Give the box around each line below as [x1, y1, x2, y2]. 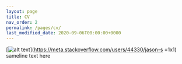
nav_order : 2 [6, 19, 38, 25]
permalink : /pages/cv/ [6, 24, 61, 31]
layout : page [6, 8, 38, 15]
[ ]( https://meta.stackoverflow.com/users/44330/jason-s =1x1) [6, 46, 177, 53]
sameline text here [6, 52, 51, 59]
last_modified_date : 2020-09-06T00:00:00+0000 [6, 30, 121, 36]
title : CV [6, 14, 30, 20]
